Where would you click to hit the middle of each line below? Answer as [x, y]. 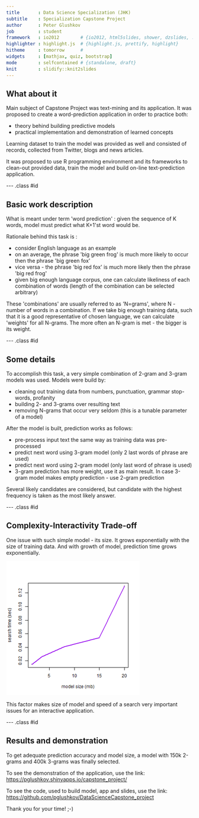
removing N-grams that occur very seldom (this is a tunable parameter [101, 410]
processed [28, 446]
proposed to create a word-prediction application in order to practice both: [97, 114]
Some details [31, 359]
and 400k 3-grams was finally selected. [71, 762]
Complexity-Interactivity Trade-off [72, 526]
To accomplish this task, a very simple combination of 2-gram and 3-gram [97, 373]
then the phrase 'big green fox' [52, 261]
